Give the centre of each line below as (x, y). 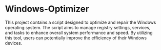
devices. (14, 43)
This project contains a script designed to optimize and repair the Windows (80, 22)
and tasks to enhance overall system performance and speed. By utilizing (79, 33)
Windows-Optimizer (47, 9)
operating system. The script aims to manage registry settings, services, (78, 27)
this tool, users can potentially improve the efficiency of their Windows (76, 38)
